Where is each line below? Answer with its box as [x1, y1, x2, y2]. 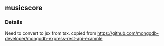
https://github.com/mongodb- [97, 30, 159, 36]
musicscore [5, 4, 43, 12]
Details [5, 19, 23, 26]
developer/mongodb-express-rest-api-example [5, 35, 103, 41]
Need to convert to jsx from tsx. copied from [5, 30, 96, 36]
